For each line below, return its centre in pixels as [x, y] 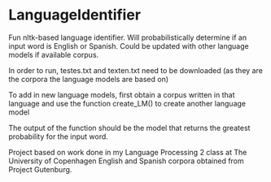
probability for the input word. [58, 136]
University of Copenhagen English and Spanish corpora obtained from [126, 161]
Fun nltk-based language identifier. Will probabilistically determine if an [127, 37]
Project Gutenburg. [40, 169]
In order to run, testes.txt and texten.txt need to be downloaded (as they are [135, 70]
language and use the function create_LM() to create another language [127, 103]
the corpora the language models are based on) [89, 79]
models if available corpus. [54, 54]
